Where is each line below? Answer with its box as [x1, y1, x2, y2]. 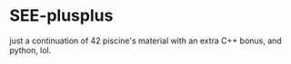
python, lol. [9, 44, 52, 55]
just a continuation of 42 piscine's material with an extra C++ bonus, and [9, 35, 282, 46]
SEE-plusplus [9, 5, 114, 26]
